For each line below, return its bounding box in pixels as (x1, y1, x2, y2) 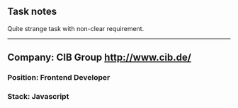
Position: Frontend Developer (7, 73, 110, 83)
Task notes (7, 6, 57, 18)
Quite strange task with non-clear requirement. (7, 24, 144, 32)
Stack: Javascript (7, 92, 69, 102)
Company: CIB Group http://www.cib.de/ (7, 52, 191, 64)
